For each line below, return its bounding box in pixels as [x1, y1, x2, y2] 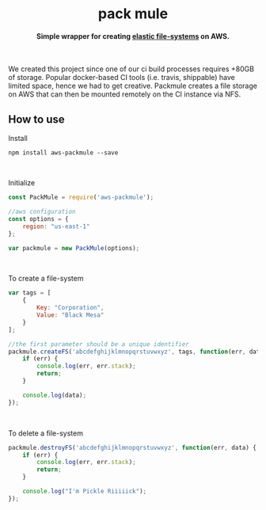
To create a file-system [8, 274, 84, 284]
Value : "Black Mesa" [36, 311, 104, 319]
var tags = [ [8, 289, 51, 297]
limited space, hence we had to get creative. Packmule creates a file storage [8, 81, 257, 91]
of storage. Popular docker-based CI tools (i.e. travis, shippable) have [8, 73, 236, 82]
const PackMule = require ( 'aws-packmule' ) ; [8, 193, 154, 202]
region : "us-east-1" [22, 223, 90, 230]
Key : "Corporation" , [36, 304, 104, 312]
